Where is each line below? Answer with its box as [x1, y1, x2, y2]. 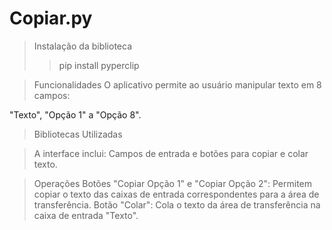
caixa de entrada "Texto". [33, 209, 139, 221]
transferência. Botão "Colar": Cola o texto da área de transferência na [33, 198, 321, 211]
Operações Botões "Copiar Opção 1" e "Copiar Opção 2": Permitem [33, 177, 313, 189]
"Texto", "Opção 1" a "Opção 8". [9, 108, 142, 121]
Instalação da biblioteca [33, 40, 132, 52]
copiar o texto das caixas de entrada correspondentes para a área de [33, 188, 320, 200]
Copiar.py [9, 7, 93, 30]
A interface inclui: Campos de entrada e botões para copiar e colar [33, 147, 309, 159]
